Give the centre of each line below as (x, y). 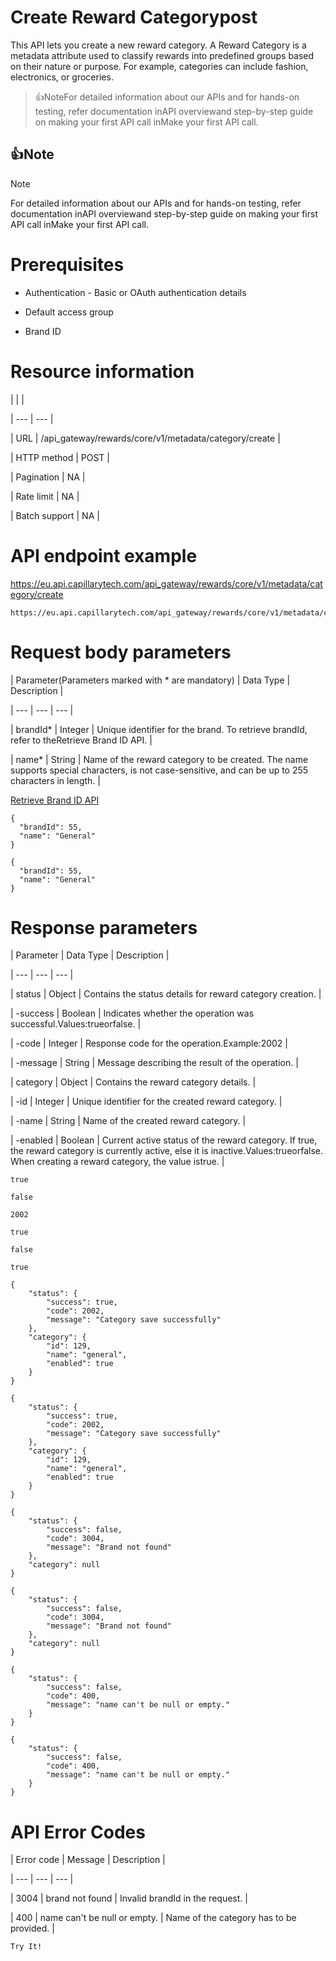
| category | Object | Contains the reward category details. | (133, 1082)
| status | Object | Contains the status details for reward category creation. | (166, 994)
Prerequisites (67, 264)
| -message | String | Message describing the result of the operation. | (154, 1063)
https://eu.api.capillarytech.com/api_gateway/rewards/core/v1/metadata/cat (166, 583)
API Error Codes (78, 1832)
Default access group (69, 312)
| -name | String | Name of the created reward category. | (128, 1121)
